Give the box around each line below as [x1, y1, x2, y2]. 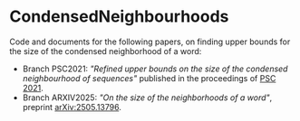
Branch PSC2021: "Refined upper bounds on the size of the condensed [22, 63, 288, 74]
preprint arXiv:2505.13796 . [22, 101, 122, 112]
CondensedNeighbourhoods [9, 6, 229, 27]
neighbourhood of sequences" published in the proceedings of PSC [22, 72, 276, 83]
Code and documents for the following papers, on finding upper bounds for [9, 36, 291, 47]
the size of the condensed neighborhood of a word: [9, 45, 202, 56]
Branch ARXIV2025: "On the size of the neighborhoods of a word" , [22, 92, 273, 103]
